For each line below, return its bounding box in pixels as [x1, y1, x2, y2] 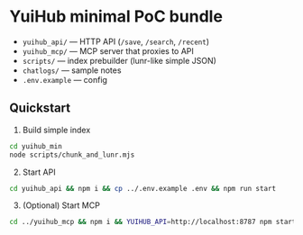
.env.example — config [22, 74, 108, 85]
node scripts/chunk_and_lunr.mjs [9, 150, 135, 159]
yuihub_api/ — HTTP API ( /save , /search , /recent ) [22, 36, 210, 47]
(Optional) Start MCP [22, 200, 101, 211]
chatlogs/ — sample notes [22, 65, 122, 76]
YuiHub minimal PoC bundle [9, 6, 224, 27]
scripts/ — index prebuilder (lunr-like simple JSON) [22, 55, 216, 66]
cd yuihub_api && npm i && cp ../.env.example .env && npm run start [9, 184, 277, 193]
